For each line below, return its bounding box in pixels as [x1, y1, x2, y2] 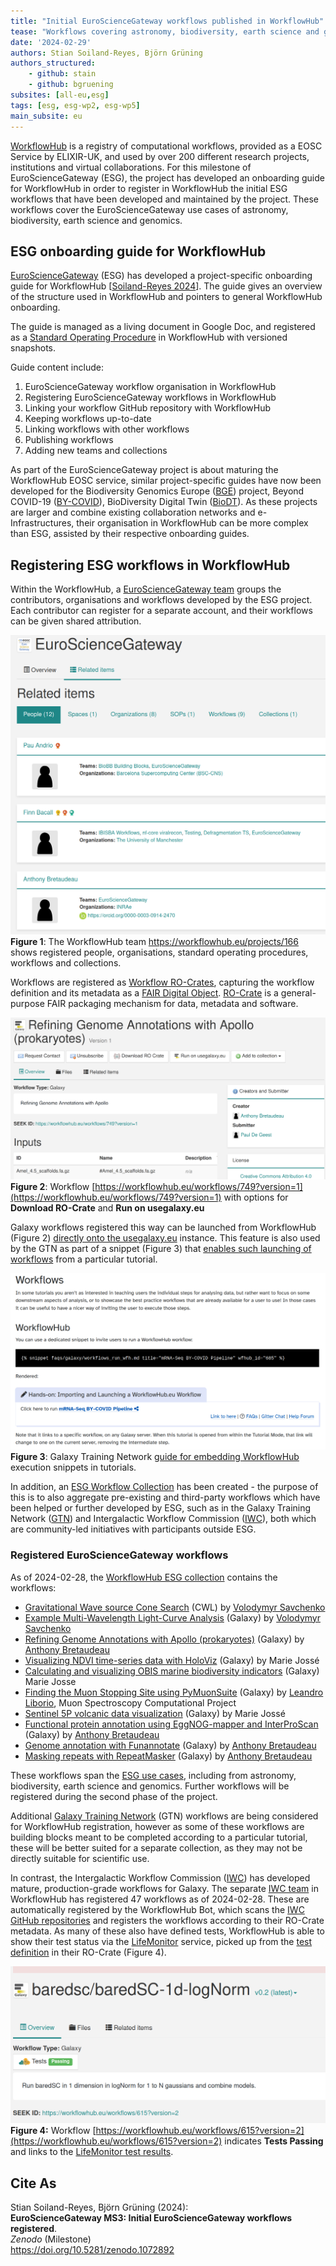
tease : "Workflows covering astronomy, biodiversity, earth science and [10, 26, 320, 37]
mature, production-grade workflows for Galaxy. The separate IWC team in [10, 1882, 319, 1894]
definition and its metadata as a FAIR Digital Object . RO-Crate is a [10, 987, 279, 999]
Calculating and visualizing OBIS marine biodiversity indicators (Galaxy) [24, 1665, 320, 1677]
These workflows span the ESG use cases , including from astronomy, [10, 1769, 297, 1781]
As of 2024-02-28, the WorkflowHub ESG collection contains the [10, 1571, 278, 1583]
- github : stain [28, 69, 97, 79]
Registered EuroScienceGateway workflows [10, 1548, 229, 1562]
